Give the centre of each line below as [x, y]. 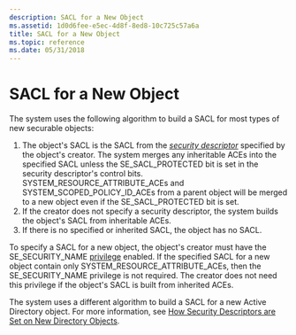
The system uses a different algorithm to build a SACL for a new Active [138, 302]
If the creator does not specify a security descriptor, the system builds [150, 211]
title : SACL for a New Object [65, 34]
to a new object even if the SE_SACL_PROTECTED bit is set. [131, 202]
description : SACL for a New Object [76, 17]
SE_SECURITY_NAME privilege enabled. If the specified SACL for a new [140, 257]
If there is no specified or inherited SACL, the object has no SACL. [142, 230]
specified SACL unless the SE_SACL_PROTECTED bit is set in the [140, 164]
